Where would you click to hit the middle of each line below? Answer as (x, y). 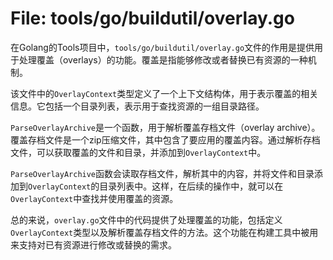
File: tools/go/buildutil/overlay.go (152, 18)
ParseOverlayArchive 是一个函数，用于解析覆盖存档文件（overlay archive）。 (165, 127)
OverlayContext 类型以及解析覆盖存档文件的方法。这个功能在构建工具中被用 (164, 232)
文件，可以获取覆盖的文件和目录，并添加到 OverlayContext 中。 (138, 152)
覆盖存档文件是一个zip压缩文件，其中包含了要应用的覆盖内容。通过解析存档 (165, 139)
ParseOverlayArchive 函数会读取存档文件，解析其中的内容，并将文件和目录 (162, 173)
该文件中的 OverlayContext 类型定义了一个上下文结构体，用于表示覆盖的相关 (164, 93)
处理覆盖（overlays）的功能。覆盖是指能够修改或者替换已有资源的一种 (163, 59)
